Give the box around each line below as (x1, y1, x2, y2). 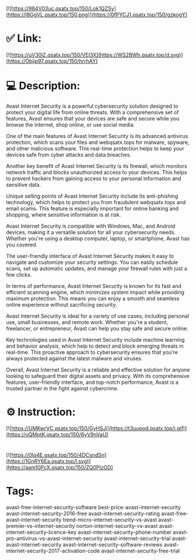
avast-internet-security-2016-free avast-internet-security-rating (6, 510, 160, 517)
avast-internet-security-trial (104, 535, 171, 542)
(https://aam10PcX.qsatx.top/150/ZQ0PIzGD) (6, 464, 114, 470)
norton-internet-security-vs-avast (76, 522, 158, 529)
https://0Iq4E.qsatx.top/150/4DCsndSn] (11, 452, 107, 458)
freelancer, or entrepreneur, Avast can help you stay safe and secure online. (6, 325, 188, 332)
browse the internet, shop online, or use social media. (6, 121, 135, 128)
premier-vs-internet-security (6, 522, 75, 529)
